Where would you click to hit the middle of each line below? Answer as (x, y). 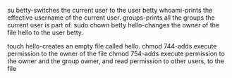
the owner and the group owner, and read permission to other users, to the (116, 61)
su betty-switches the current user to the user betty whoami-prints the (110, 10)
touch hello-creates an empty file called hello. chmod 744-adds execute (112, 46)
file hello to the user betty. (45, 32)
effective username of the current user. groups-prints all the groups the (111, 18)
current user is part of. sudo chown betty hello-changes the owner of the (114, 25)
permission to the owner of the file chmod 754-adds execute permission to (116, 53)
